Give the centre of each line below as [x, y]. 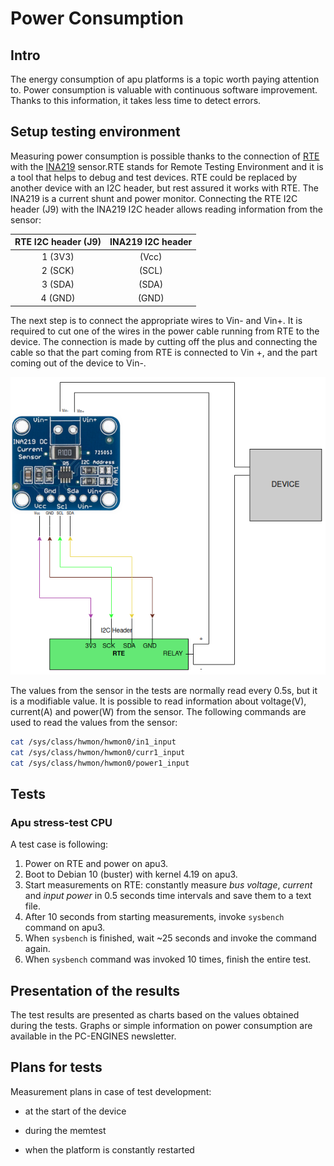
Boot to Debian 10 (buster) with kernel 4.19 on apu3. [131, 874]
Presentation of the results [95, 990]
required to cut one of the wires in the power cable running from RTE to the [165, 331]
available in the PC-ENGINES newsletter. [93, 1036]
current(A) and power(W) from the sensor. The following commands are [158, 711]
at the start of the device [75, 1111]
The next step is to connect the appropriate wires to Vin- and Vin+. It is [156, 320]
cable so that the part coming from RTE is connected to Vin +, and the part [164, 352]
